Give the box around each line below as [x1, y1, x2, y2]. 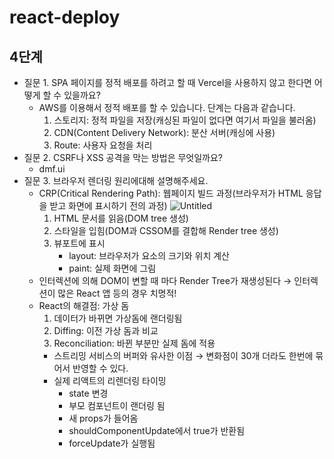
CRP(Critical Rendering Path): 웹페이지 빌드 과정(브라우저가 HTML [38, 187, 304, 199]
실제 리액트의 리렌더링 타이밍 [53, 375, 167, 386]
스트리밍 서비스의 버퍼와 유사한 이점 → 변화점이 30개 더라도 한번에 [53, 350, 314, 361]
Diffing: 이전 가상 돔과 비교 [53, 325, 159, 336]
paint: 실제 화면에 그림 [68, 262, 157, 274]
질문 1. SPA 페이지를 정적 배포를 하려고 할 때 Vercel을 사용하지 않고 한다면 [23, 77, 312, 88]
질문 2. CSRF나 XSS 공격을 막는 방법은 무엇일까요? [23, 152, 224, 163]
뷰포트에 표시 [53, 237, 106, 249]
